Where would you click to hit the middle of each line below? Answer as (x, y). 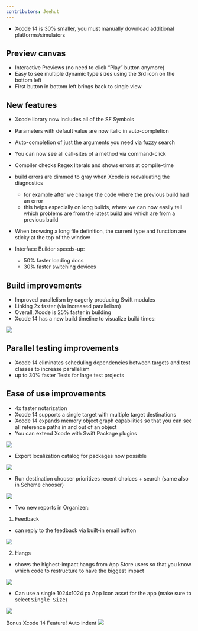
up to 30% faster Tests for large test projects (69, 375)
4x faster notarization (41, 408)
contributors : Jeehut (33, 12)
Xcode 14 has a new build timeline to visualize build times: (85, 319)
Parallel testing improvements (63, 348)
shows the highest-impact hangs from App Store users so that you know (103, 564)
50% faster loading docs (53, 261)
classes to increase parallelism (52, 369)
